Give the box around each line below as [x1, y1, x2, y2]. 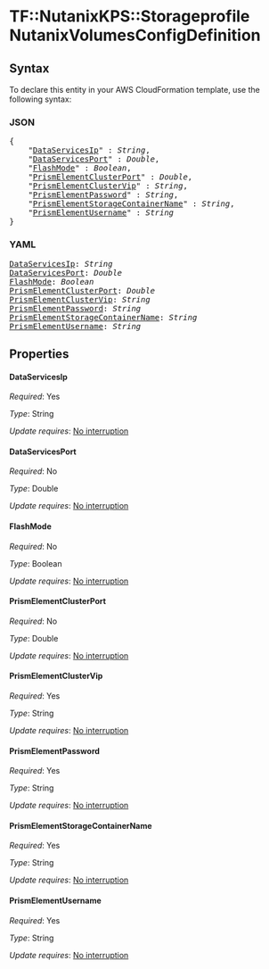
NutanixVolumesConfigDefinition [9, 25, 261, 46]
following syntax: [9, 94, 72, 104]
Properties [9, 346, 69, 361]
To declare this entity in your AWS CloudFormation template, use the [9, 85, 260, 95]
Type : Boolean [9, 558, 62, 568]
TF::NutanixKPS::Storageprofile [9, 6, 250, 27]
